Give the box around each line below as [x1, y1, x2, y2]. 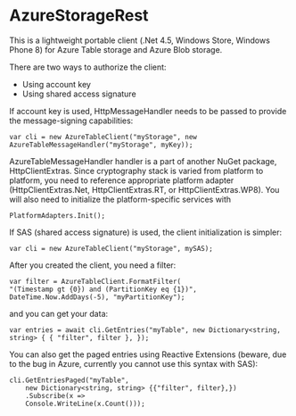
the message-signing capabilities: [9, 115, 134, 126]
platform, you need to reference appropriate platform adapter [9, 175, 234, 186]
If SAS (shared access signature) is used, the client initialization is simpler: [9, 227, 283, 237]
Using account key [21, 79, 92, 89]
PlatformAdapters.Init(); [9, 211, 105, 220]
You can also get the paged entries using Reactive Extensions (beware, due [9, 349, 287, 360]
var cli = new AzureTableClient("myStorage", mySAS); [9, 244, 214, 253]
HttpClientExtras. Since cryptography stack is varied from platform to [9, 165, 264, 176]
